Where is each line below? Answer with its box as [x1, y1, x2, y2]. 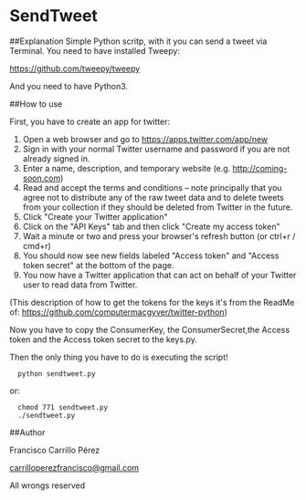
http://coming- [232, 162, 288, 173]
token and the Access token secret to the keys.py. [9, 334, 198, 345]
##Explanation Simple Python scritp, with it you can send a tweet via [9, 36, 268, 47]
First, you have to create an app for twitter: [9, 116, 171, 127]
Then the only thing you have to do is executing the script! [9, 351, 228, 362]
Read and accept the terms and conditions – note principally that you [22, 182, 282, 193]
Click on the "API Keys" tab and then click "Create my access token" [22, 221, 280, 232]
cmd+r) [22, 240, 52, 251]
